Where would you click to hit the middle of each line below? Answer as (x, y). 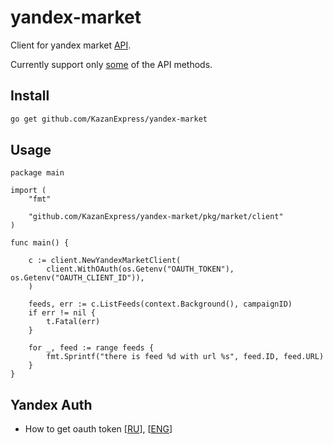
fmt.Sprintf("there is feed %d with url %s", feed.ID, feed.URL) (185, 357)
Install (30, 96)
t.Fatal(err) (73, 322)
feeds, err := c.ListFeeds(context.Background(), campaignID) (160, 304)
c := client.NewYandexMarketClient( (105, 261)
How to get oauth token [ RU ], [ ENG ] (98, 429)
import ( (28, 191)
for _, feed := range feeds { (91, 348)
